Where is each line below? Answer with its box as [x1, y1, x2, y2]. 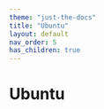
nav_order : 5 [9, 37, 57, 47]
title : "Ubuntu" [9, 21, 69, 30]
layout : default [9, 29, 69, 38]
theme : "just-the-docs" [9, 12, 97, 22]
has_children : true [9, 46, 81, 55]
